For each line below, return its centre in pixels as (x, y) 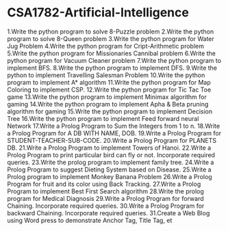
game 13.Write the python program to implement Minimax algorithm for (107, 96)
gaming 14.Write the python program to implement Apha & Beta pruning (108, 104)
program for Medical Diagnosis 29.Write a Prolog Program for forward (105, 198)
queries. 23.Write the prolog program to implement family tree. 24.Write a (111, 162)
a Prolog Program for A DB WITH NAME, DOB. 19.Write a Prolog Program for (114, 133)
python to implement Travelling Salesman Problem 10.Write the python (106, 75)
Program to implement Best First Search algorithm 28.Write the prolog (105, 191)
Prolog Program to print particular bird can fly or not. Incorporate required (111, 154)
